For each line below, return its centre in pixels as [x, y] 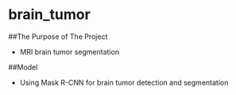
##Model [23, 67]
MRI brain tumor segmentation [70, 51]
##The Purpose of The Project [58, 36]
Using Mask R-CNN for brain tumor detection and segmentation [124, 82]
